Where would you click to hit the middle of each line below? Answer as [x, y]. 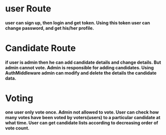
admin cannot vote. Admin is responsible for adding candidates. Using [80, 67]
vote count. [17, 128]
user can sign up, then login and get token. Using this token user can [78, 22]
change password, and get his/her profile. [50, 28]
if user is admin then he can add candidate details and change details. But [83, 62]
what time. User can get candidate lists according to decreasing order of [82, 123]
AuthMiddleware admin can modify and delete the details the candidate [81, 73]
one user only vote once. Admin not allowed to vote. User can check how [82, 112]
